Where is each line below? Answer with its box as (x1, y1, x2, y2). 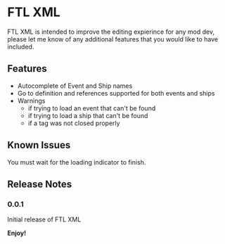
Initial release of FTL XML (7, 215, 82, 224)
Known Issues (7, 139, 71, 151)
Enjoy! (7, 229, 27, 238)
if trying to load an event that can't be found (27, 103, 156, 113)
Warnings (17, 96, 46, 105)
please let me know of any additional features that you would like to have (7, 34, 219, 43)
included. (7, 42, 34, 51)
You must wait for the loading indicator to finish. (7, 158, 146, 166)
